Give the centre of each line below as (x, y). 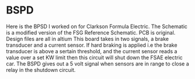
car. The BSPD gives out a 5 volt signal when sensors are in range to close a (98, 63)
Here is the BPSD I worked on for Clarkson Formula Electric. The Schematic (97, 26)
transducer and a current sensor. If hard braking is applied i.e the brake (92, 45)
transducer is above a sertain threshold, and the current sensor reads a (92, 51)
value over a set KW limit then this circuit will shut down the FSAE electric (94, 57)
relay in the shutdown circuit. (41, 70)
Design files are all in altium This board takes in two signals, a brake (88, 39)
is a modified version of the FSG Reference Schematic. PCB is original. (91, 32)
